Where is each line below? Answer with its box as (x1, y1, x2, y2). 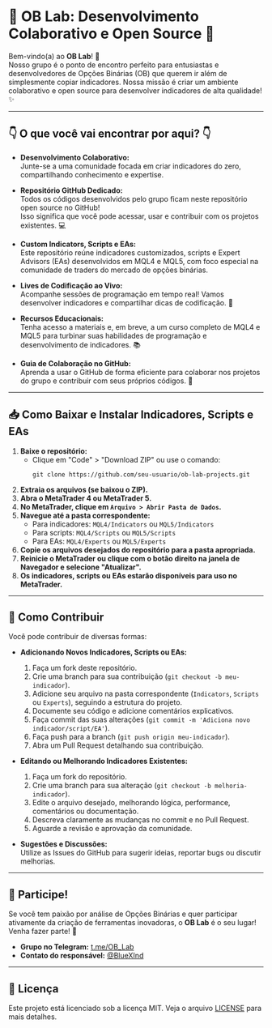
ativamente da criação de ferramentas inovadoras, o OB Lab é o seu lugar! (8, 918, 257, 928)
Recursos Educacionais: (19, 314, 104, 323)
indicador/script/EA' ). (32, 723, 110, 733)
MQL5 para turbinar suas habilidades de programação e (19, 331, 207, 340)
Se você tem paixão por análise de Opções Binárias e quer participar (8, 909, 238, 919)
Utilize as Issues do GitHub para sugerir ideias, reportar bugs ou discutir (19, 848, 261, 858)
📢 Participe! (8, 887, 69, 902)
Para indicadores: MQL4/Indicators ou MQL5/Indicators (32, 518, 215, 529)
